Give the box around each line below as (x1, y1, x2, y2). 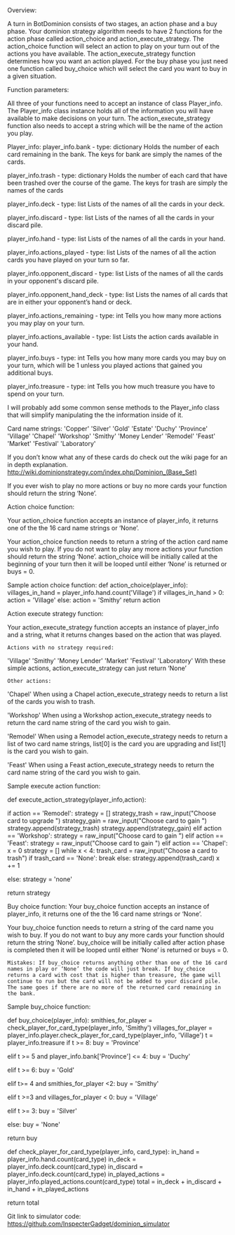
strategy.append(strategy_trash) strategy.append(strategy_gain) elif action (7, 824, 222, 832)
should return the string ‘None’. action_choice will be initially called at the (7, 552, 218, 561)
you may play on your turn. (7, 319, 86, 327)
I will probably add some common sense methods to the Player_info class (7, 404, 220, 411)
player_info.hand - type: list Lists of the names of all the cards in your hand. (7, 235, 226, 243)
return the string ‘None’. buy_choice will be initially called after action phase (7, 938, 225, 947)
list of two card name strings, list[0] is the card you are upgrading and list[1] (7, 740, 227, 748)
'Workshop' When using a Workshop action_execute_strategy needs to (7, 711, 212, 719)
